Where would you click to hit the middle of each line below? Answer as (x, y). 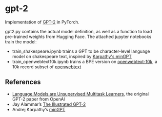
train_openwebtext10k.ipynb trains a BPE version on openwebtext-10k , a (85, 61)
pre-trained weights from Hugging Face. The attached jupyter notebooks (78, 37)
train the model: (21, 41)
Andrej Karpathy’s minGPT (39, 109)
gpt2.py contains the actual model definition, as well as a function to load (79, 31)
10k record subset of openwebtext (47, 67)
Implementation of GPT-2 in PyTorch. (42, 22)
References (23, 82)
